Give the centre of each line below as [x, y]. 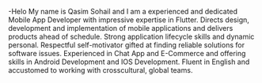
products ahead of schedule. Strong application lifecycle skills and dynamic [131, 36]
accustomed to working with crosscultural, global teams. [101, 70]
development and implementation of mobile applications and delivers [121, 28]
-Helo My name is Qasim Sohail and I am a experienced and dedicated [123, 11]
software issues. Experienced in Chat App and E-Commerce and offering [127, 53]
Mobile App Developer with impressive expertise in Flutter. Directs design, [129, 20]
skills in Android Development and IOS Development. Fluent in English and [129, 62]
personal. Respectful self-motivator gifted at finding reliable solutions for [127, 45]
